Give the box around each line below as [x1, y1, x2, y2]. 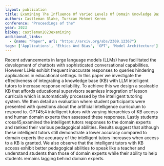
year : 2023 [5, 25, 27, 30]
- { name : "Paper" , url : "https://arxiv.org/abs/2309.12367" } [9, 39, 137, 44]
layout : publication [5, 7, 47, 12]
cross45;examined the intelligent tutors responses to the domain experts [5, 119, 151, 125]
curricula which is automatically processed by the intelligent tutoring [5, 93, 143, 99]
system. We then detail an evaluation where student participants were [5, 98, 145, 104]
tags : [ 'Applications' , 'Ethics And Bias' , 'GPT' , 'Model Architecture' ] [5, 43, 159, 48]
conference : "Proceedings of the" [5, 21, 76, 26]
